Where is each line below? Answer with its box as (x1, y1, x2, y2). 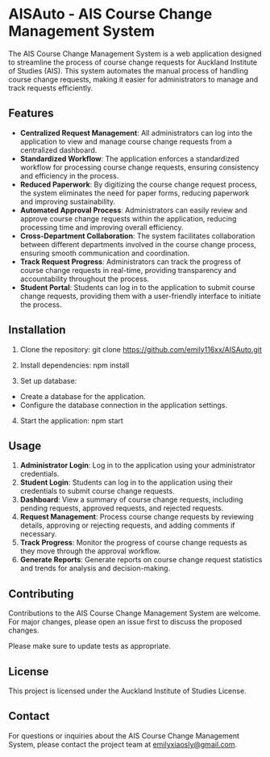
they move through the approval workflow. (19, 546, 161, 556)
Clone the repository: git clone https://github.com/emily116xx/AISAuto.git (19, 344, 262, 354)
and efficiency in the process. (19, 170, 119, 180)
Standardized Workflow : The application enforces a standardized (19, 154, 239, 163)
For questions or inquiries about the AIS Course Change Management (8, 730, 240, 740)
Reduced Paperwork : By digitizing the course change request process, (19, 179, 258, 189)
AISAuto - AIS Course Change (8, 5, 213, 23)
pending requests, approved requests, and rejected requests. (19, 503, 224, 513)
